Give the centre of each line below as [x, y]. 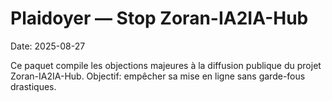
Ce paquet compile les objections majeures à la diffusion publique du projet [166, 65]
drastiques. [33, 86]
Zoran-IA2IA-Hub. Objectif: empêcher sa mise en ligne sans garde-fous [158, 76]
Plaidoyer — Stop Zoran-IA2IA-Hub [159, 18]
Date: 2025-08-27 [48, 46]
